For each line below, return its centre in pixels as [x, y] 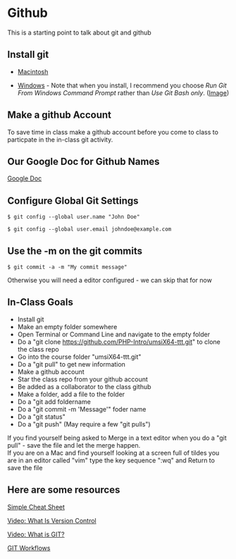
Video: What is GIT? [36, 534]
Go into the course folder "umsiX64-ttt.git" [79, 357]
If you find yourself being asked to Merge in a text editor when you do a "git [117, 438]
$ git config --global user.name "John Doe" [74, 217]
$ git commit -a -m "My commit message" [68, 267]
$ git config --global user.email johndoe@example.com [89, 229]
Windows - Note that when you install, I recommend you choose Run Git [122, 85]
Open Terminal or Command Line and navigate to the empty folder [113, 334]
